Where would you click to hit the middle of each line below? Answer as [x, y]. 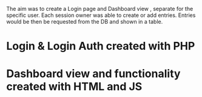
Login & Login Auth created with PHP [101, 46]
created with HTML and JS [74, 87]
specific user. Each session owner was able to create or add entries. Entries [101, 15]
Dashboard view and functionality [93, 74]
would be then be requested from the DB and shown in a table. [85, 22]
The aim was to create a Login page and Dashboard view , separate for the [100, 9]
